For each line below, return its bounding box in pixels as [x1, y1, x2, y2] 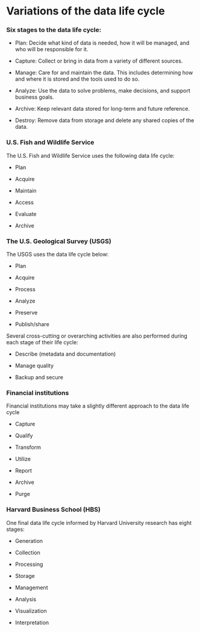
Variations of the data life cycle [6, 4, 165, 18]
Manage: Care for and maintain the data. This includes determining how [14, 69, 193, 76]
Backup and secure [14, 374, 63, 381]
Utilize [14, 456, 31, 463]
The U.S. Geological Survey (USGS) [6, 237, 111, 245]
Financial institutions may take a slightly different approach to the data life [6, 402, 190, 410]
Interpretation [14, 619, 49, 626]
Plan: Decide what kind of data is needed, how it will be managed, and [14, 39, 190, 46]
